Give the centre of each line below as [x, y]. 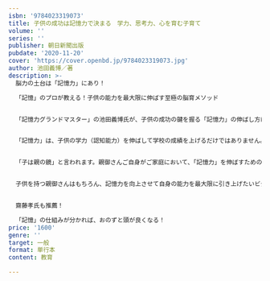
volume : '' [27, 31]
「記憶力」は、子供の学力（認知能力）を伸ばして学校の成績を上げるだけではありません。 [141, 141]
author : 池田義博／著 [41, 68]
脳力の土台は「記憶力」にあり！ [61, 83]
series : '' [27, 38]
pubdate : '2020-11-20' [46, 53]
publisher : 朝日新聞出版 [46, 46]
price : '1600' [32, 227]
